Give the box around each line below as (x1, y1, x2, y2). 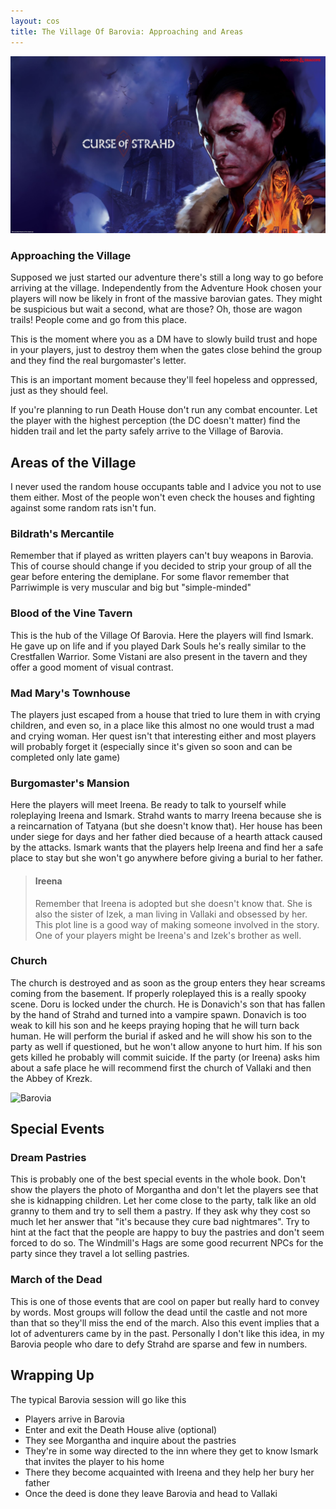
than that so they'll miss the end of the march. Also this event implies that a (10, 1316, 320, 1329)
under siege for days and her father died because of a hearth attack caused (10, 831, 323, 843)
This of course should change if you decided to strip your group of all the (10, 560, 312, 572)
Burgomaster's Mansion (10, 776, 130, 790)
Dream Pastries (10, 1151, 87, 1165)
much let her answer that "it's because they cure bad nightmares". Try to (10, 1216, 310, 1228)
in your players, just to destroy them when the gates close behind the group (10, 344, 323, 356)
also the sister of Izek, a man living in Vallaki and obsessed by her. (34, 908, 308, 920)
